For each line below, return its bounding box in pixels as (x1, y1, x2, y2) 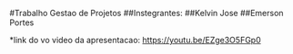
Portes (9, 17, 35, 28)
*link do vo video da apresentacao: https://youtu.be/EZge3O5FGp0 (9, 35, 261, 45)
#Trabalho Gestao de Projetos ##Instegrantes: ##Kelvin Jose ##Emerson (9, 8, 284, 18)
